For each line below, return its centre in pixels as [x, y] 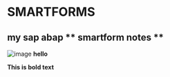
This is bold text [30, 67]
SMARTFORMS [51, 12]
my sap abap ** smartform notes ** [85, 37]
